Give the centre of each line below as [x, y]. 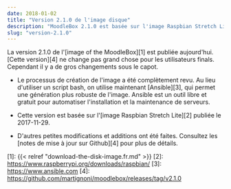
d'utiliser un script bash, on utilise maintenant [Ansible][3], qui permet [116, 87]
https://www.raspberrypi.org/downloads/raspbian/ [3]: [84, 164]
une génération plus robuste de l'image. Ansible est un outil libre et [112, 95]
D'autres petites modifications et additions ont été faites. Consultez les [117, 136]
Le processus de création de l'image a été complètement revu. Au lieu [116, 80]
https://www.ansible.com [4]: [48, 171]
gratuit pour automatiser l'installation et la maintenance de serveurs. [114, 102]
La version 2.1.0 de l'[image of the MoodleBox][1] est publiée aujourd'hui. [110, 52]
